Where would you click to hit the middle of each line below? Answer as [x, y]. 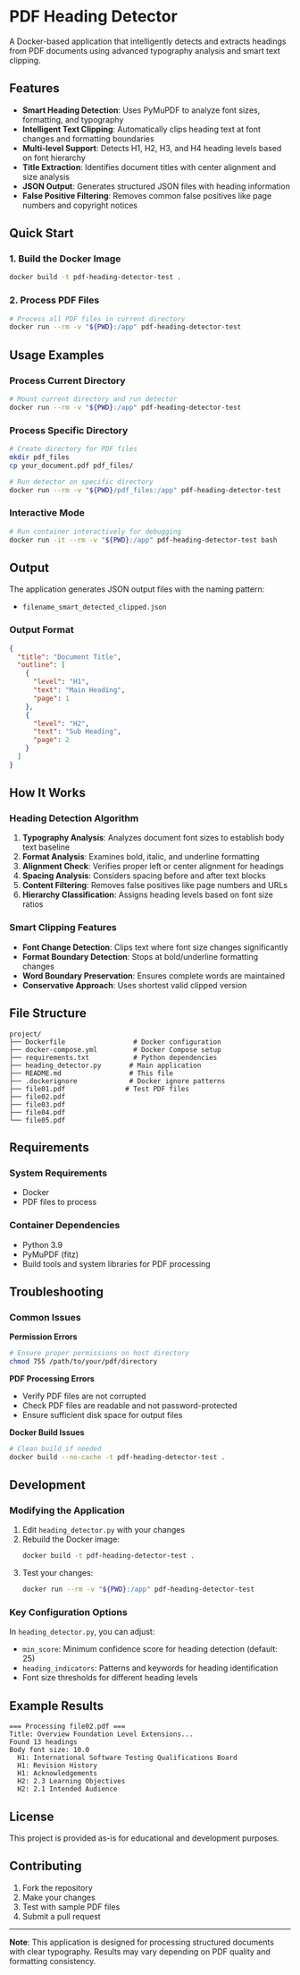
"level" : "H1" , [61, 682]
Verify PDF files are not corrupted [84, 1396]
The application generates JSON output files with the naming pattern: [137, 589]
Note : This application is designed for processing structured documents [142, 1942]
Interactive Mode [47, 513]
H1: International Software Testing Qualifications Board [128, 1758]
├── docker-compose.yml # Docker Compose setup [115, 1049]
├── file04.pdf [37, 1112]
